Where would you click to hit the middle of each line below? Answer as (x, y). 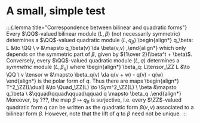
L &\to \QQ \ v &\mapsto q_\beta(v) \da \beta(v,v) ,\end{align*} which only (96, 48)
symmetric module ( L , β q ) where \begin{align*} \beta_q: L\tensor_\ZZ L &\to (98, 67)
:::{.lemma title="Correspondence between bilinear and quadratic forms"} (97, 27)
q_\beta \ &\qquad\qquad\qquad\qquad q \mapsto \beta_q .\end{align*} (94, 93)
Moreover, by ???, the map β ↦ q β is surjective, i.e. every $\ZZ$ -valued (94, 100)
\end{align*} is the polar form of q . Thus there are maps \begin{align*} (93, 81)
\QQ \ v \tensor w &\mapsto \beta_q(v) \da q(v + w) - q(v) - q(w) (85, 74)
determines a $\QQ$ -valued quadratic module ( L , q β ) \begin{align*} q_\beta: (100, 41)
